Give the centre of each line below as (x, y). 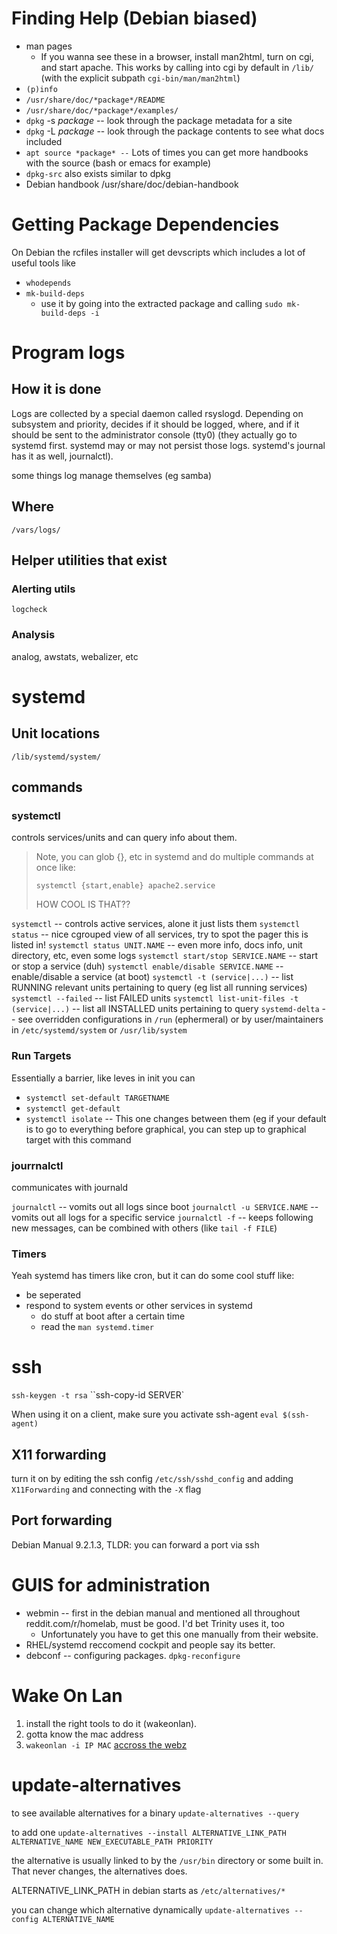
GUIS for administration (111, 1585)
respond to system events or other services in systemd (139, 1306)
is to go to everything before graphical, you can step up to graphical (166, 1129)
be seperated (53, 1295)
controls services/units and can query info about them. (124, 838)
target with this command (78, 1139)
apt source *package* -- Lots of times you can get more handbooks (167, 152)
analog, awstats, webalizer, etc (75, 656)
